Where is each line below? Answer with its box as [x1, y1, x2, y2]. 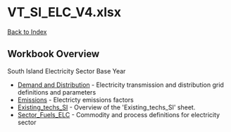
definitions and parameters [17, 88, 96, 96]
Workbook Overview [7, 48, 100, 60]
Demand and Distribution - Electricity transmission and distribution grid [17, 80, 224, 89]
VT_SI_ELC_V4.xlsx [7, 4, 122, 20]
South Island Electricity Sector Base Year [7, 66, 126, 75]
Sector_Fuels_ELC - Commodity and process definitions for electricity [17, 110, 220, 119]
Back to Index [7, 28, 47, 36]
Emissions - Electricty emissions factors [17, 95, 134, 104]
